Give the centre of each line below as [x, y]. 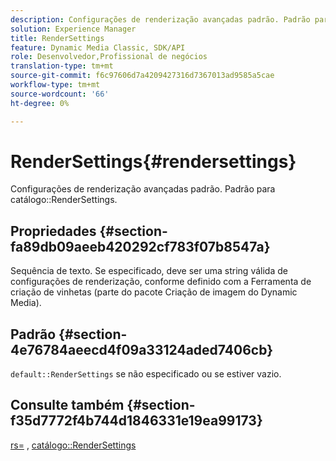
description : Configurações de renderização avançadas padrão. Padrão [160, 19]
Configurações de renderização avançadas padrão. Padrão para [143, 189]
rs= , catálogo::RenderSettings [73, 445]
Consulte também [67, 405]
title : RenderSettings [57, 38]
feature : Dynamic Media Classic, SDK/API [98, 47]
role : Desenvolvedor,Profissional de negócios [109, 57]
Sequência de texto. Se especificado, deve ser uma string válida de [149, 271]
